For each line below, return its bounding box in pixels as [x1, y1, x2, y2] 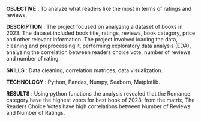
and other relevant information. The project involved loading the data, [6, 36, 178, 43]
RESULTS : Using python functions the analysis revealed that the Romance [6, 90, 191, 97]
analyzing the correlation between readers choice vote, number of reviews [6, 49, 191, 56]
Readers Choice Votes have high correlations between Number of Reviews [6, 103, 191, 110]
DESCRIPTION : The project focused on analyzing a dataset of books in [6, 23, 183, 30]
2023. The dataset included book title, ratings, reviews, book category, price [6, 29, 196, 37]
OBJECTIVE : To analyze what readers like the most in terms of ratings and [6, 5, 192, 12]
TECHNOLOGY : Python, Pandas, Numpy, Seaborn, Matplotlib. [6, 78, 160, 85]
